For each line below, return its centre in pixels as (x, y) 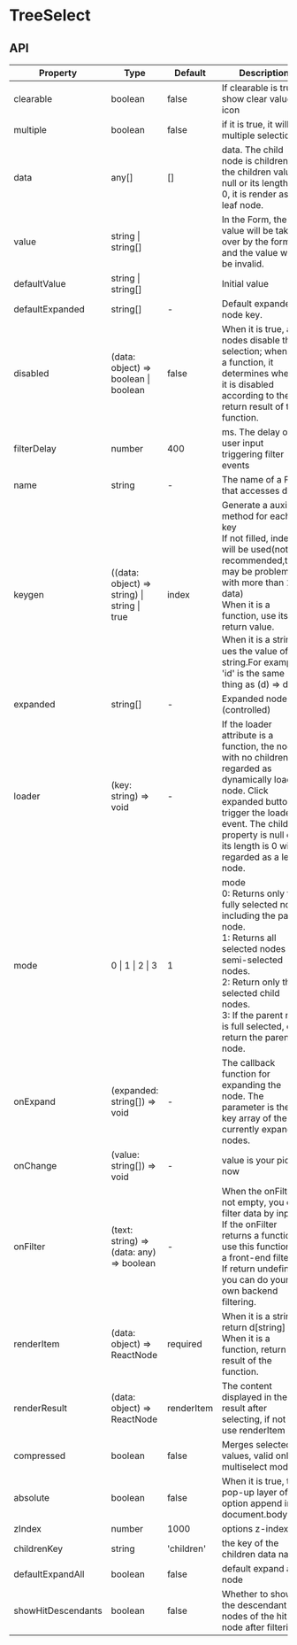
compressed (40, 1456)
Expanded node (254, 699)
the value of (264, 651)
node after (243, 1627)
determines (245, 373)
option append (252, 1503)
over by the (245, 242)
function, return (254, 1349)
